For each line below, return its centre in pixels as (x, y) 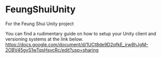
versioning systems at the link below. (44, 39)
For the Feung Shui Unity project (39, 24)
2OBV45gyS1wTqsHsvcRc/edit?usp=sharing (52, 50)
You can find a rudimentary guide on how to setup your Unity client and (81, 33)
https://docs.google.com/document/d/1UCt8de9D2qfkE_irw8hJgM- (77, 44)
